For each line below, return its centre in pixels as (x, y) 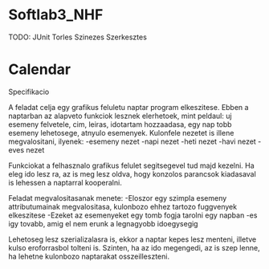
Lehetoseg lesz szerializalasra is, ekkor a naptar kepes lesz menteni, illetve (132, 239)
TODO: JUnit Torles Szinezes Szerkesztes (77, 37)
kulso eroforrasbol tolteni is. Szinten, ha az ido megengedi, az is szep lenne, (134, 247)
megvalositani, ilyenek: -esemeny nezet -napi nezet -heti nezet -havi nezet (132, 141)
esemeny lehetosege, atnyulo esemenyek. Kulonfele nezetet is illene (121, 132)
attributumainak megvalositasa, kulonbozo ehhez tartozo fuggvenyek (123, 206)
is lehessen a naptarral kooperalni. (65, 182)
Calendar (39, 69)
